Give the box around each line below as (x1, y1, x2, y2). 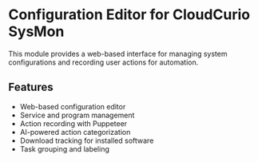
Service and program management (19, 110, 135, 120)
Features (8, 81, 54, 94)
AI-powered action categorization (19, 127, 131, 136)
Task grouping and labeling (19, 144, 110, 153)
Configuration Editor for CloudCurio (8, 6, 250, 24)
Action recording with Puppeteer (19, 118, 128, 128)
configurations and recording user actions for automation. (8, 57, 199, 67)
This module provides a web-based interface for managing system (8, 49, 228, 58)
